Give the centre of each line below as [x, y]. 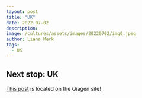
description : [22, 28]
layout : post [22, 12]
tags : [13, 45]
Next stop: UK [33, 75]
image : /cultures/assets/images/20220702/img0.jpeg [71, 34]
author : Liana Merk [30, 39]
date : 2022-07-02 [28, 23]
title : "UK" [21, 17]
